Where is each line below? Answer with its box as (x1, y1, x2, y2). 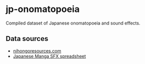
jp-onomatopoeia (6, 3, 80, 15)
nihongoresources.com (13, 47, 61, 53)
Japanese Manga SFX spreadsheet (13, 53, 86, 59)
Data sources (6, 34, 48, 43)
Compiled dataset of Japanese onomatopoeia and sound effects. (6, 20, 140, 26)
